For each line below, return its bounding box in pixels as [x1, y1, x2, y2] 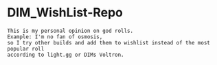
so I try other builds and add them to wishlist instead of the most [7, 39, 211, 46]
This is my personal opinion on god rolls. [7, 27, 134, 34]
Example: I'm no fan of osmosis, [7, 33, 103, 40]
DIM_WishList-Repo [7, 5, 124, 21]
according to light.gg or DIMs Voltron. [7, 51, 125, 58]
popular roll [7, 45, 45, 52]
